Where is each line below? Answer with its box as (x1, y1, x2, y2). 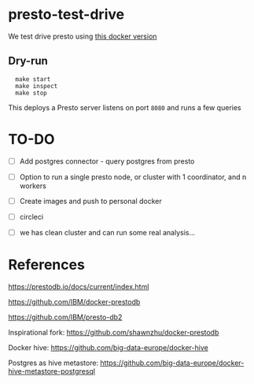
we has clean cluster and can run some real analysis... (19, 227, 196, 237)
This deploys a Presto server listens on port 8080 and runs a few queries (8, 102, 241, 112)
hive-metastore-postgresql (8, 366, 96, 375)
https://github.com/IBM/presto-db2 (8, 312, 123, 322)
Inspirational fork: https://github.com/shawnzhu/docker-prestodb (8, 327, 219, 337)
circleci (19, 212, 44, 221)
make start (15, 75, 51, 83)
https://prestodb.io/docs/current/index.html (8, 282, 149, 291)
